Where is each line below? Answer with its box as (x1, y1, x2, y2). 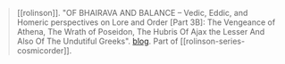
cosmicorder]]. (16, 45, 72, 56)
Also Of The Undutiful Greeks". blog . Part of (16, 36, 179, 46)
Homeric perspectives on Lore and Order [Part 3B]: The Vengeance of (16, 17, 276, 28)
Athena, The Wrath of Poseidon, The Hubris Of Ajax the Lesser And (16, 27, 265, 36)
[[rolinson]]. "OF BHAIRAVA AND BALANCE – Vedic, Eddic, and (16, 8, 248, 18)
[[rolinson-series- (180, 36, 246, 46)
